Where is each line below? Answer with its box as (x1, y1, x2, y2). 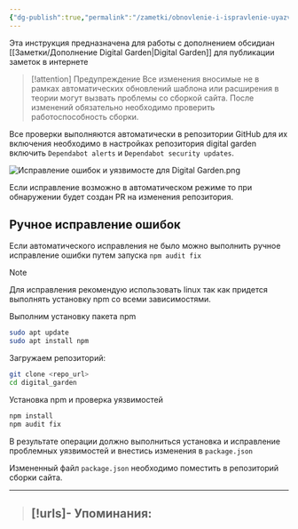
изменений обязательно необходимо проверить (30, 101, 216, 112)
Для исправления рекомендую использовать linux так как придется (9, 285, 268, 295)
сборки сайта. (9, 472, 63, 483)
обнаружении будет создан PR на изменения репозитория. (9, 191, 233, 202)
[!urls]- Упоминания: (30, 506, 153, 521)
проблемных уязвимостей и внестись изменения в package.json (9, 445, 254, 456)
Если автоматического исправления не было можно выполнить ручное (9, 241, 281, 252)
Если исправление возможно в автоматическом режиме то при (9, 181, 253, 192)
